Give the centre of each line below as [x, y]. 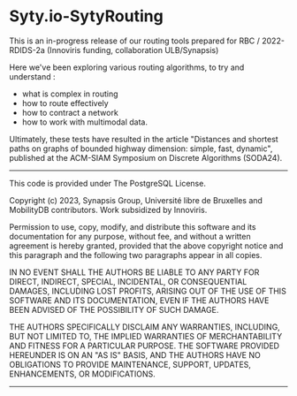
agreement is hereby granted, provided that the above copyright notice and [146, 246]
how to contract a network [70, 112]
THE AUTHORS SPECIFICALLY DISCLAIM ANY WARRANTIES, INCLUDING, [145, 327]
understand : [32, 76]
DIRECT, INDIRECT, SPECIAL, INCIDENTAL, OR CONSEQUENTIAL [128, 281]
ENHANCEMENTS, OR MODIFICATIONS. [83, 374]
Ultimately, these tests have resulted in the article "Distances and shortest [144, 139]
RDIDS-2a [27, 49]
